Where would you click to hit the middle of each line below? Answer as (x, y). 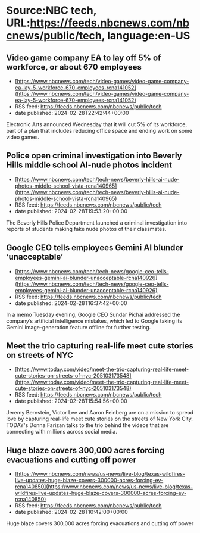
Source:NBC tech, (51, 10)
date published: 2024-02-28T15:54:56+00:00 (71, 401)
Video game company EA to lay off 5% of (84, 57)
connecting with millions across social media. (62, 432)
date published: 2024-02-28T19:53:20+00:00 (71, 211)
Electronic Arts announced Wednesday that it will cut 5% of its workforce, (97, 124)
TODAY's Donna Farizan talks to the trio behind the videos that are (87, 425)
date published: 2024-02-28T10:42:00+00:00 (71, 512)
